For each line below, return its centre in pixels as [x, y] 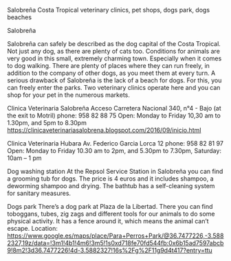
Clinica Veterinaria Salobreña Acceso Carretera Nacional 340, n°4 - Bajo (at [114, 108]
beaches [20, 17]
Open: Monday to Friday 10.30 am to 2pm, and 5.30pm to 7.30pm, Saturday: [114, 151]
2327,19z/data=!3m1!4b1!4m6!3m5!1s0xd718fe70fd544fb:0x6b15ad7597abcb [115, 243]
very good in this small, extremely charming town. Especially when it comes [114, 58]
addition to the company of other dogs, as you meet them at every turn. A [111, 73]
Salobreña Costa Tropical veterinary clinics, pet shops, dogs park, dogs [109, 10]
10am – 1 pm [24, 158]
